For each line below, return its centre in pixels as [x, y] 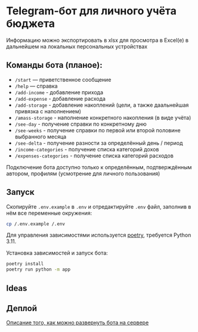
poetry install [25, 264]
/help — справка [36, 86]
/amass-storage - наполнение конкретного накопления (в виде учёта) [103, 117]
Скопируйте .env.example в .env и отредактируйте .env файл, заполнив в [99, 206]
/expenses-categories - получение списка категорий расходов [94, 156]
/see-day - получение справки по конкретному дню [81, 124]
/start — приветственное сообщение [63, 79]
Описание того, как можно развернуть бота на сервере [78, 322]
